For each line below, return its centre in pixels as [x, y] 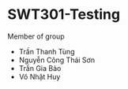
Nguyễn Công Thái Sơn [57, 60]
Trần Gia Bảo [40, 68]
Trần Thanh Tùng [47, 51]
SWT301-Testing [64, 15]
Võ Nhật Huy [40, 76]
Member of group [36, 36]
